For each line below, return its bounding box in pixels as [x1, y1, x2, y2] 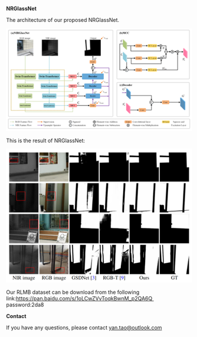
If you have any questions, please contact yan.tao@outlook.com [6, 324, 162, 331]
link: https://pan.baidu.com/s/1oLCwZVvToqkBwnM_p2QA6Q [6, 295, 153, 302]
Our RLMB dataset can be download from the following [6, 289, 140, 296]
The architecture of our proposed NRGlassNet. [6, 17, 120, 23]
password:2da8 [6, 301, 44, 308]
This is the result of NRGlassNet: [6, 137, 86, 144]
